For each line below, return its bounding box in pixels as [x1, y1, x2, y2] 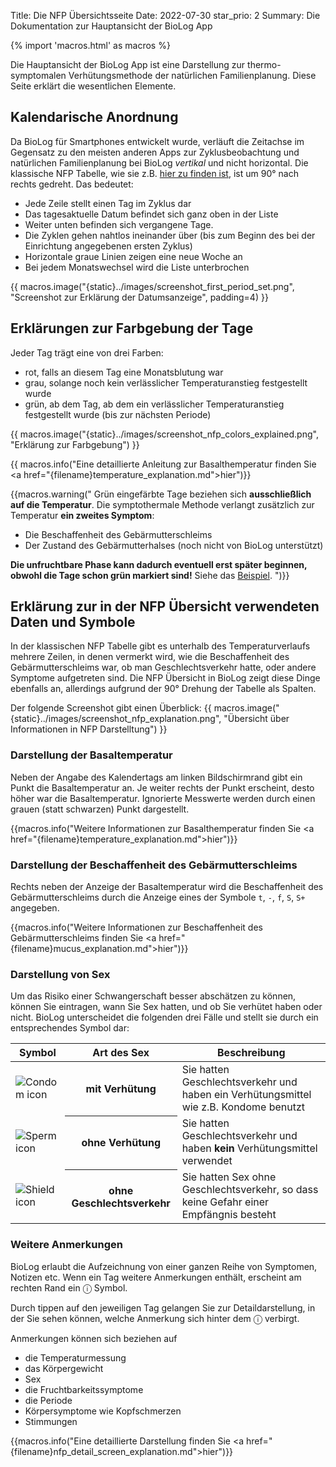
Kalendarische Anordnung [10, 109, 179, 126]
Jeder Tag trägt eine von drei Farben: [10, 346, 164, 359]
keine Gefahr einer [181, 1195, 270, 1209]
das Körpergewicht [24, 1362, 104, 1374]
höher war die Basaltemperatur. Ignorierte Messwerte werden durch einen [10, 792, 316, 804]
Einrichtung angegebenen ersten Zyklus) [24, 240, 193, 252]
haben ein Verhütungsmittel [181, 1088, 312, 1102]
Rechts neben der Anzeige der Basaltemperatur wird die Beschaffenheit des [10, 881, 324, 893]
